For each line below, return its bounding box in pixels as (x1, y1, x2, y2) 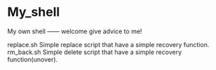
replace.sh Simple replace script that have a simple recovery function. (7, 40, 210, 49)
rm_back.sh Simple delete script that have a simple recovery (7, 48, 182, 56)
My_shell (7, 4, 60, 20)
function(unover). (7, 55, 58, 63)
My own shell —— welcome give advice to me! (7, 27, 142, 35)
